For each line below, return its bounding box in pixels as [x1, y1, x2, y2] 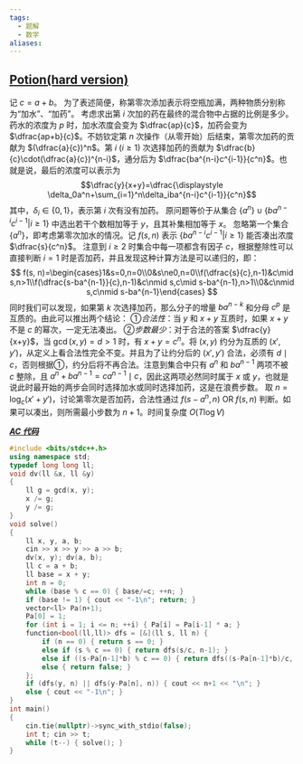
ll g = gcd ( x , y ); [25, 486, 95, 495]
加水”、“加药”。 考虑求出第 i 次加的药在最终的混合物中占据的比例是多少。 [21, 108, 294, 119]
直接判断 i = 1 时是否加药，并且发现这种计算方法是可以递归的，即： [9, 252, 260, 263]
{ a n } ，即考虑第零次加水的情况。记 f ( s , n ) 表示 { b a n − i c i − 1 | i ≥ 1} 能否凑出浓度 [9, 228, 294, 241]
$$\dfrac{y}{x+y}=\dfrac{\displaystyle [80, 180, 223, 191]
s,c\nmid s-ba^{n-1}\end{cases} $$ [85, 286, 219, 297]
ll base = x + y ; [25, 571, 91, 580]
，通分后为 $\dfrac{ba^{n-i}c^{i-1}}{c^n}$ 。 [116, 154, 280, 165]
